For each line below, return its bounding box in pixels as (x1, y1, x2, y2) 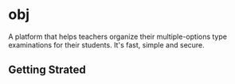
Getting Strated (8, 63, 86, 77)
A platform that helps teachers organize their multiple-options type (8, 32, 227, 41)
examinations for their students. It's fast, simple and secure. (8, 40, 205, 49)
